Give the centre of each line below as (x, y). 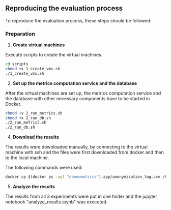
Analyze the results (34, 187)
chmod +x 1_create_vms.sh (33, 69)
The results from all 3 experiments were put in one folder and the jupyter (81, 197)
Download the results (36, 137)
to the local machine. (27, 158)
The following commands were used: (44, 168)
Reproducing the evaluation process (64, 8)
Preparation (20, 34)
